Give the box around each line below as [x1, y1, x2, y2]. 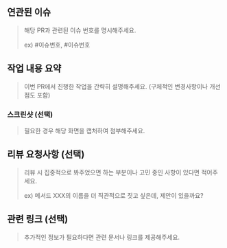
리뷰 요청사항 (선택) [7, 148, 85, 160]
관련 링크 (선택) [7, 214, 69, 225]
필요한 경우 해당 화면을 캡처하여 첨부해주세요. [23, 126, 145, 135]
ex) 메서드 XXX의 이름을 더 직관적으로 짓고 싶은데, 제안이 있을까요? [23, 191, 204, 199]
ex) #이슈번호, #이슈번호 [23, 41, 91, 49]
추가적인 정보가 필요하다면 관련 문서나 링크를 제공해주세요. [23, 233, 180, 241]
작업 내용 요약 [7, 63, 62, 74]
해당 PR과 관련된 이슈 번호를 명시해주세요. [23, 26, 136, 34]
